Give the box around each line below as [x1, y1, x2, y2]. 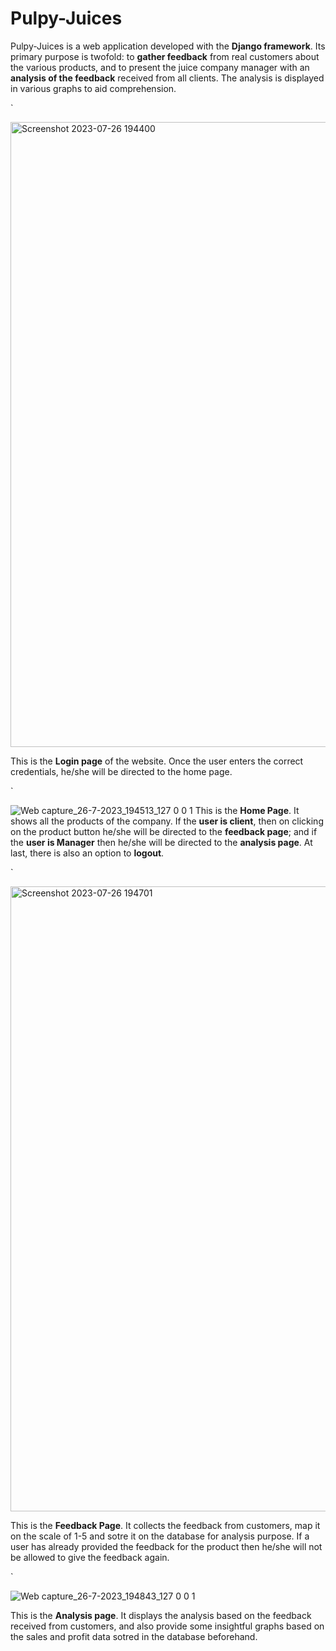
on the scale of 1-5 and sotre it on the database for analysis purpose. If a [10, 1530, 310, 1542]
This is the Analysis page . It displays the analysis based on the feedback [10, 1609, 312, 1621]
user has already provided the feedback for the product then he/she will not [10, 1540, 323, 1552]
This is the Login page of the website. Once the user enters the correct [10, 755, 304, 767]
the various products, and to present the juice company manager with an [10, 61, 310, 73]
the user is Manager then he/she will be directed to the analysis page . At [10, 836, 313, 848]
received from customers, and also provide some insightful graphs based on [10, 1620, 325, 1632]
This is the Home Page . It [194, 804, 300, 816]
